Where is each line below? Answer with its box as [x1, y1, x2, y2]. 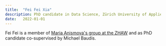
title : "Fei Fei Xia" [5, 7, 52, 12]
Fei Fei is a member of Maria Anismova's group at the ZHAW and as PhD [5, 30, 152, 36]
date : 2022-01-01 [5, 16, 45, 21]
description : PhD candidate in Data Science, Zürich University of [5, 12, 147, 17]
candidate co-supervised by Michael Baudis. [5, 35, 96, 41]
